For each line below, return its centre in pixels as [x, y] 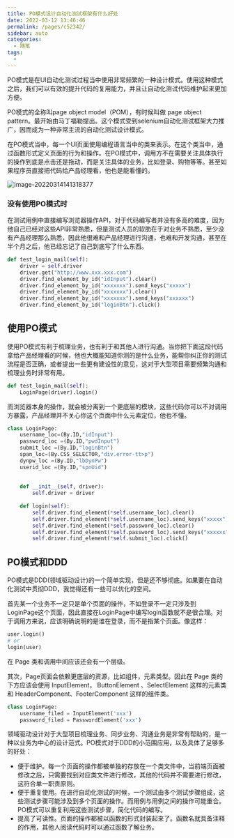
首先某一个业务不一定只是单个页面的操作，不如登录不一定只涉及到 [102, 604]
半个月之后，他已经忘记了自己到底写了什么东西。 [77, 246]
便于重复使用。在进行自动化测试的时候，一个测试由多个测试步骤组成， [118, 793]
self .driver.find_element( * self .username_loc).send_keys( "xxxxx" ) [131, 519]
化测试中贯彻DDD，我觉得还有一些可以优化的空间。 [81, 589]
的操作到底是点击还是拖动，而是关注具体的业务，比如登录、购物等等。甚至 [114, 162]
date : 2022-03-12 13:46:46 [46, 20]
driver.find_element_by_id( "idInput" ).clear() [88, 279]
